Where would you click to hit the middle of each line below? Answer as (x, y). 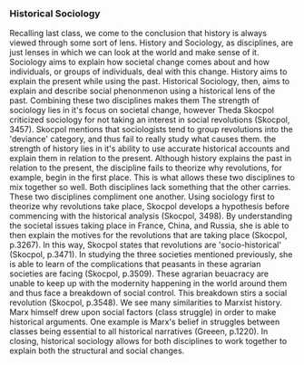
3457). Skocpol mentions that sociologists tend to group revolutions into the (151, 130)
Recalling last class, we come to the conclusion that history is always (138, 34)
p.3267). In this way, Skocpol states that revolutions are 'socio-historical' (146, 245)
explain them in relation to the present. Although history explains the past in (151, 158)
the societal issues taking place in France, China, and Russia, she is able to (149, 226)
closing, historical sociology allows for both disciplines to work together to (148, 341)
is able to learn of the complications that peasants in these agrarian (135, 264)
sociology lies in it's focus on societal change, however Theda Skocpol (142, 110)
